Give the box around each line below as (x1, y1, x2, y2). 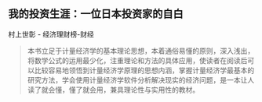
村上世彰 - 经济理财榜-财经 (8, 30, 94, 39)
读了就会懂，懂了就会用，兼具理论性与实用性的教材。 (27, 85, 200, 94)
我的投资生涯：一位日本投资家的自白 (8, 7, 184, 21)
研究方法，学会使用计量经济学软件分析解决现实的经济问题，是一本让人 (27, 75, 255, 84)
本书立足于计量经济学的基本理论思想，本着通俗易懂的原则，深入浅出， (27, 46, 255, 55)
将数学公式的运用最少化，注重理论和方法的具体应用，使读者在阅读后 (27, 55, 248, 65)
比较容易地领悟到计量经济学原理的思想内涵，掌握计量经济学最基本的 (34, 65, 255, 75)
